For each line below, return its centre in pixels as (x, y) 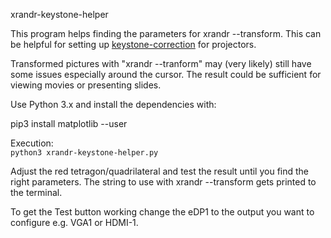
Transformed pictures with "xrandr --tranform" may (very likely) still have (161, 63)
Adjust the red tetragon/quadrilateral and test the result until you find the (160, 171)
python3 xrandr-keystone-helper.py (84, 153)
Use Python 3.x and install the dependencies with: (113, 104)
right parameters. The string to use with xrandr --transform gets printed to (163, 182)
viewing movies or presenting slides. (86, 85)
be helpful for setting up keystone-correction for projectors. (133, 44)
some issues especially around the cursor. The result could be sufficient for (166, 74)
